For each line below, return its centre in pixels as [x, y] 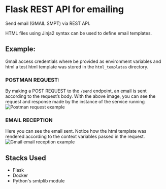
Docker [20, 175]
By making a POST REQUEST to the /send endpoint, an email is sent [76, 91]
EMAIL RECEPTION [29, 120]
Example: [20, 49]
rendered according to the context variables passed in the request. [75, 137]
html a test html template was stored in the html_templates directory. [77, 66]
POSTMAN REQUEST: [32, 80]
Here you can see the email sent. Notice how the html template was [76, 131]
